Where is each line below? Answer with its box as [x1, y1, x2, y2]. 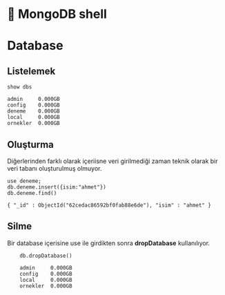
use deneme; [7, 178, 41, 184]
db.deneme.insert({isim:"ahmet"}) [7, 184, 107, 191]
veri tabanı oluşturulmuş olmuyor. [7, 164, 102, 172]
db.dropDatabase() [19, 252, 72, 259]
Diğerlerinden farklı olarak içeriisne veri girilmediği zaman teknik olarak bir [7, 157, 219, 165]
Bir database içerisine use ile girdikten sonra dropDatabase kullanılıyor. [7, 238, 211, 247]
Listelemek [7, 65, 56, 77]
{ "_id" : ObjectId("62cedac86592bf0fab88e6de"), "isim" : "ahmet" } [7, 202, 212, 209]
